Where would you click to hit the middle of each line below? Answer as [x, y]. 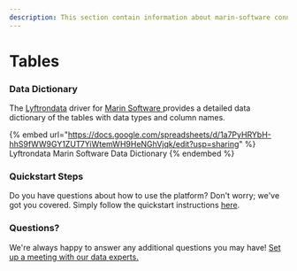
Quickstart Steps [46, 176]
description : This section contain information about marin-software [140, 17]
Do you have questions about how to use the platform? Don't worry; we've [145, 196]
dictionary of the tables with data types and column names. [117, 118]
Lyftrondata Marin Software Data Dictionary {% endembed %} [122, 154]
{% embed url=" [39, 135]
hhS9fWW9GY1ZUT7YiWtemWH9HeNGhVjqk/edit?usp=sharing [124, 144]
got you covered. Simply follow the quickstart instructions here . [125, 205]
